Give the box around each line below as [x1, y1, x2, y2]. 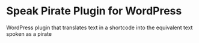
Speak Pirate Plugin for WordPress [6, 4, 182, 18]
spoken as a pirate [6, 30, 52, 37]
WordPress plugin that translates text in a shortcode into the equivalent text [6, 24, 193, 31]
